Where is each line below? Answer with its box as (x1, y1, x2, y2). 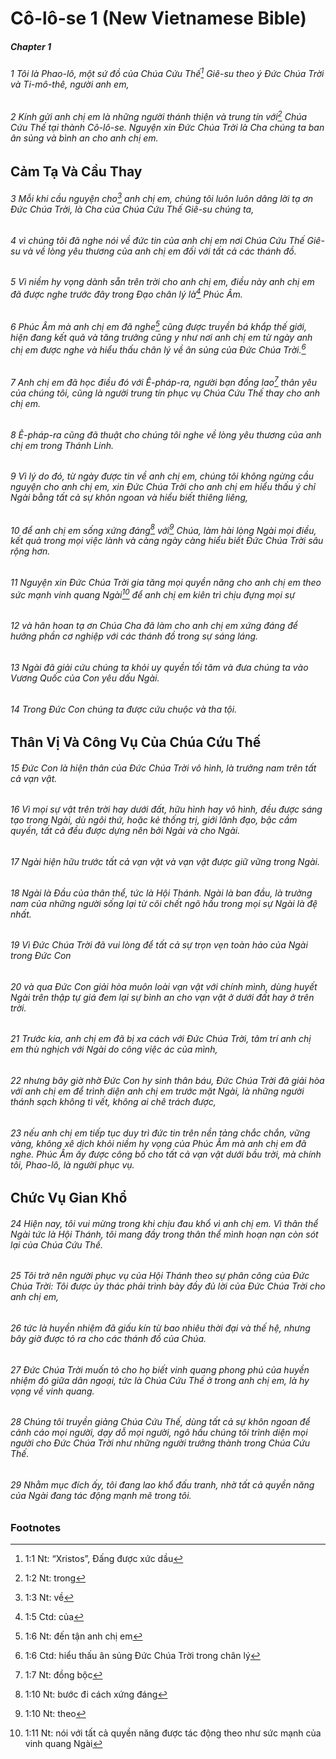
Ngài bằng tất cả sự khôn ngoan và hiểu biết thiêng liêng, (10, 492, 249, 504)
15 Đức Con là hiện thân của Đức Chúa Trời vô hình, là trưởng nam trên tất (10, 762, 317, 774)
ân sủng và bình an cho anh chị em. (10, 132, 159, 144)
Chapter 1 (10, 40, 52, 52)
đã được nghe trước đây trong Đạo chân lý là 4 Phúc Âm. (10, 287, 243, 300)
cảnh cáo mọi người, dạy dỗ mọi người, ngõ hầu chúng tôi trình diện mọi (10, 1427, 308, 1439)
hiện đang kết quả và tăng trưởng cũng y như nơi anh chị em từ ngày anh (10, 332, 313, 344)
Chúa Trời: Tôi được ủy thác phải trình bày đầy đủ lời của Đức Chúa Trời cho (10, 1280, 326, 1292)
